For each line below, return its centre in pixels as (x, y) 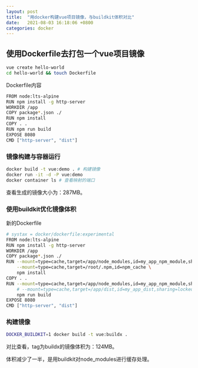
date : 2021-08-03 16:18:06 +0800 (50, 22)
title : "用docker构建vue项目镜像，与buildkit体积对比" (70, 17)
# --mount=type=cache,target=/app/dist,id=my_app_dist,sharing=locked (105, 289)
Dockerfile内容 (24, 85)
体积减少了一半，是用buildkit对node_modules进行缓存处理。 (79, 359)
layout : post (22, 12)
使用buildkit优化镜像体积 (41, 209)
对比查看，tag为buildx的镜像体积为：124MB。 (62, 347)
